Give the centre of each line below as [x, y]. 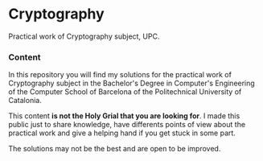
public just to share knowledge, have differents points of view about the [127, 125]
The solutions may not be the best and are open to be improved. [115, 149]
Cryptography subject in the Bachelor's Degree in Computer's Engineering [131, 83]
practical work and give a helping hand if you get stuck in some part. [122, 133]
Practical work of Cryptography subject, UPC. [84, 36]
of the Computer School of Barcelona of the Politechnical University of [125, 92]
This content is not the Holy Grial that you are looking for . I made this [124, 116]
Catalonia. [25, 101]
